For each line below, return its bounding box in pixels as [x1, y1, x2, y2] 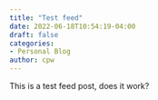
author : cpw [9, 55, 54, 65]
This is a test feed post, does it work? [9, 81, 150, 91]
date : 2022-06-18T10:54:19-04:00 [9, 22, 136, 31]
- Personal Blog [9, 47, 71, 56]
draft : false [9, 30, 59, 39]
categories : [9, 38, 54, 48]
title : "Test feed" [9, 13, 84, 23]
